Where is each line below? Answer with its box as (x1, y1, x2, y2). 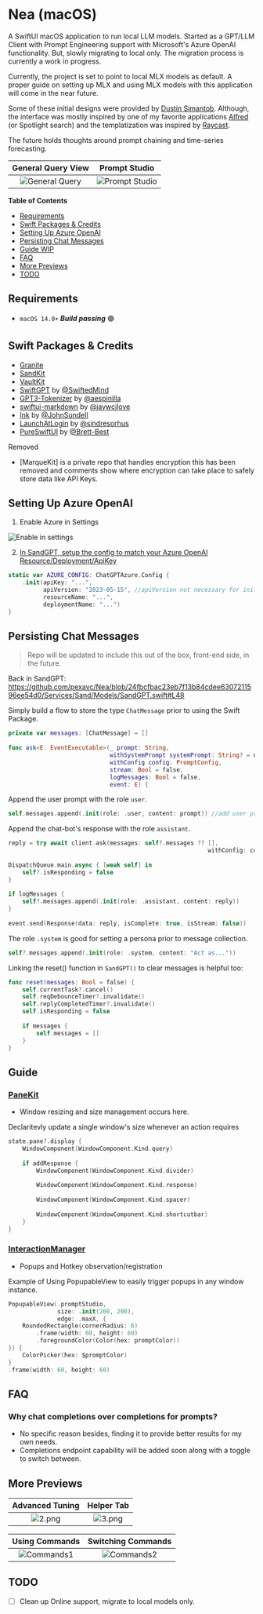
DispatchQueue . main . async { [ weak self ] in (8, 861, 153, 869)
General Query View (12, 162, 90, 173)
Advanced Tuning (12, 1500, 80, 1511)
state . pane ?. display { (8, 1137, 82, 1145)
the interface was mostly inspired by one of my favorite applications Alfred (8, 111, 249, 121)
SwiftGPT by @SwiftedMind (19, 385, 110, 394)
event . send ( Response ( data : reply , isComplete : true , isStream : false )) (8, 919, 247, 927)
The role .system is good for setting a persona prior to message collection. (8, 933, 248, 943)
